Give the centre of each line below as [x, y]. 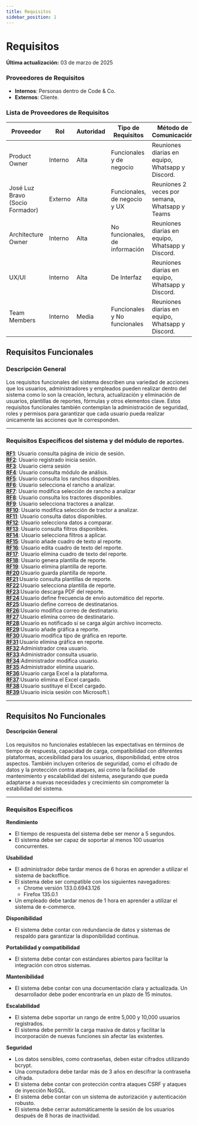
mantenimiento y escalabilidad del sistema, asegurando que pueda [87, 776]
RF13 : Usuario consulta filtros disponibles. [57, 529]
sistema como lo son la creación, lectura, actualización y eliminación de [93, 394]
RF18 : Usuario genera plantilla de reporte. [57, 560]
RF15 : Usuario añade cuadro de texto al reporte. [64, 542]
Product [20, 156]
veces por [166, 192]
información [128, 249]
